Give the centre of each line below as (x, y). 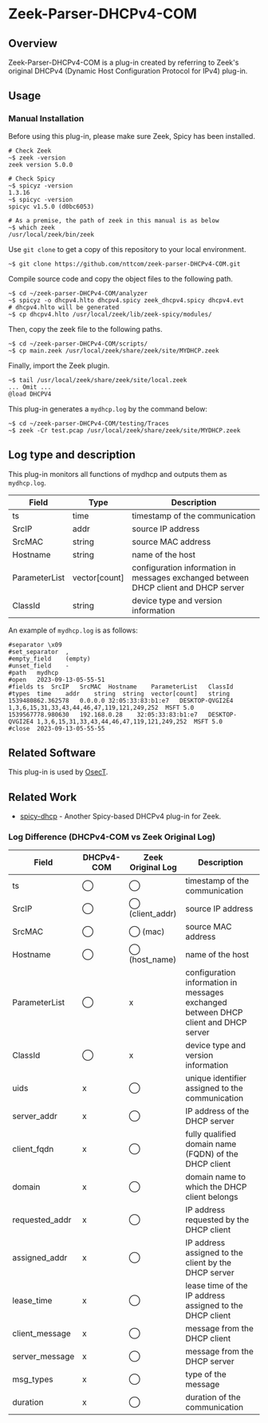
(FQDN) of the (212, 1154)
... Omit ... (30, 387)
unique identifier (216, 1078)
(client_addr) (153, 914)
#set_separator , (39, 652)
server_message (43, 1357)
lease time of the (217, 1286)
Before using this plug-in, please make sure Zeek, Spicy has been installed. (132, 136)
